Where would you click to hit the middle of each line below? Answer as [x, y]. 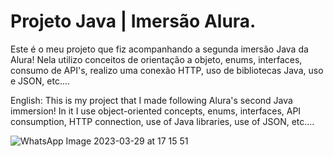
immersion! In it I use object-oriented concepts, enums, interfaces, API [156, 111]
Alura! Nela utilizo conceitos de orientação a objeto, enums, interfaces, [156, 59]
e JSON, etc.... [40, 81]
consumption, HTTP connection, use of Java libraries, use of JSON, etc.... [162, 121]
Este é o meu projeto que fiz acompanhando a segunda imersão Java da [159, 49]
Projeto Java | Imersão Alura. [133, 21]
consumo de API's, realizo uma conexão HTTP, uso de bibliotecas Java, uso [167, 70]
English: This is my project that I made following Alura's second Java [151, 100]
